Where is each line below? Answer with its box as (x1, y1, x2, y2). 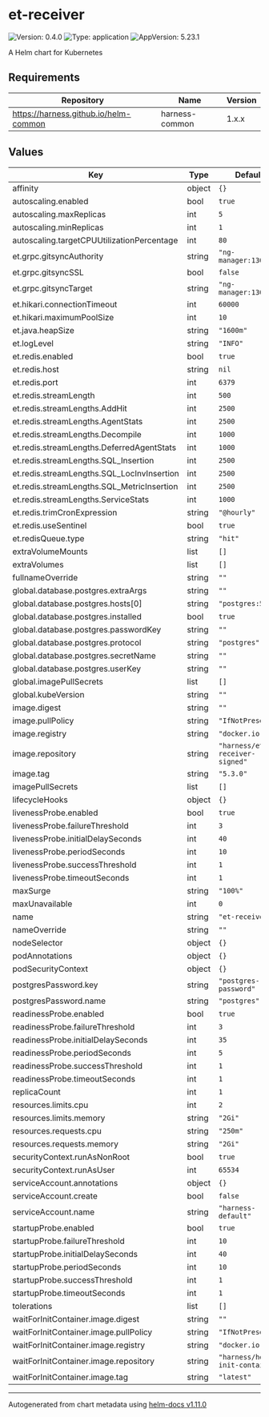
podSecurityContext (12, 963, 89, 974)
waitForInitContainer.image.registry (12, 1339, 146, 1351)
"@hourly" (219, 508, 256, 517)
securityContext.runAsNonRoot (12, 1151, 130, 1162)
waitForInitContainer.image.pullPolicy (12, 1327, 153, 1338)
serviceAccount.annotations (12, 1177, 118, 1188)
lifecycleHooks (12, 794, 68, 805)
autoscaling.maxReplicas (12, 208, 106, 219)
